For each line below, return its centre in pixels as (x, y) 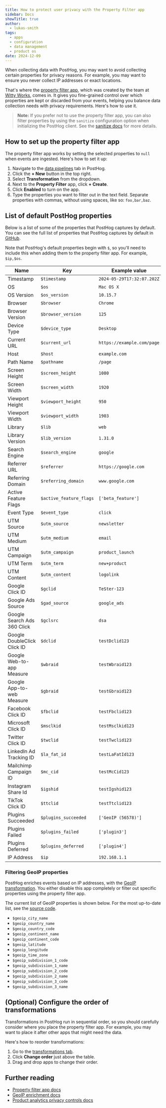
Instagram (19, 786)
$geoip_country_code (33, 929)
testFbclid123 (115, 711)
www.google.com (116, 481)
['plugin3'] (113, 832)
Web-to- (19, 661)
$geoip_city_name (30, 919)
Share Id (17, 792)
